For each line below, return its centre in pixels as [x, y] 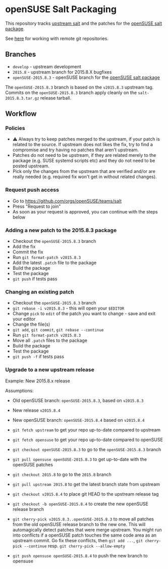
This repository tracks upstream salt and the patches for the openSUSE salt [84, 23]
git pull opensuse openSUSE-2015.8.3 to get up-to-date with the [80, 459]
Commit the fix [28, 252]
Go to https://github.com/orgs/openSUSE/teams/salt [67, 201]
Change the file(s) [31, 324]
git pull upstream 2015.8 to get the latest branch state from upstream [86, 484]
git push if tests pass [35, 279]
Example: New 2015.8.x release [38, 381]
